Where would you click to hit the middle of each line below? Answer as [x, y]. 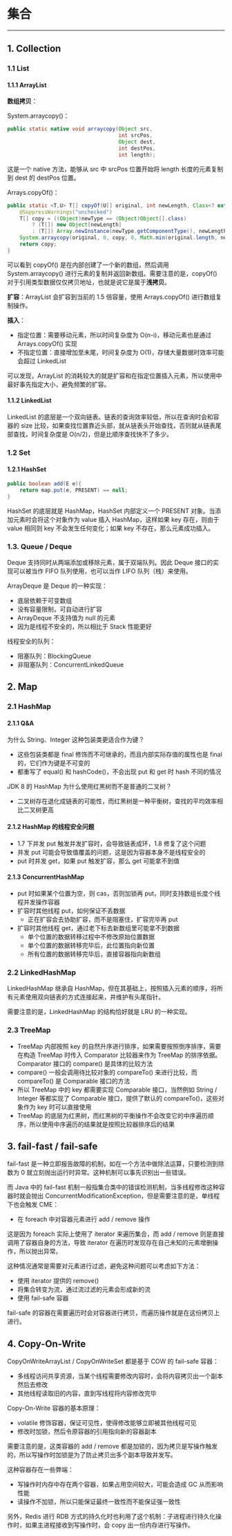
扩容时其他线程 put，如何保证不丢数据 [71, 911]
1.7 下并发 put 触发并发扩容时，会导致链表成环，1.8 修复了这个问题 [112, 844]
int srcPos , [136, 136]
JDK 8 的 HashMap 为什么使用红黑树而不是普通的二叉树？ [89, 786]
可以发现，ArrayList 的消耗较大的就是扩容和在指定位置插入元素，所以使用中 [115, 376]
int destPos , [137, 149]
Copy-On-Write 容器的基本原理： [54, 1408]
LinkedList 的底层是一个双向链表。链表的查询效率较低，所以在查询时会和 [110, 417]
